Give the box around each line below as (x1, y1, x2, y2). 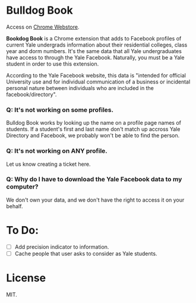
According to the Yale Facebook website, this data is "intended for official (6, 72, 186, 79)
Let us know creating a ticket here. (6, 160, 91, 168)
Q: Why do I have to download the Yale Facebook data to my (6, 175, 182, 184)
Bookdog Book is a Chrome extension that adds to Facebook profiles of (6, 35, 182, 42)
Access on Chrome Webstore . (6, 23, 80, 30)
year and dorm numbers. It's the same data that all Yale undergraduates (6, 47, 182, 54)
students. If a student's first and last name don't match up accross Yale (6, 126, 181, 133)
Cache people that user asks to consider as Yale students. (14, 250, 157, 257)
